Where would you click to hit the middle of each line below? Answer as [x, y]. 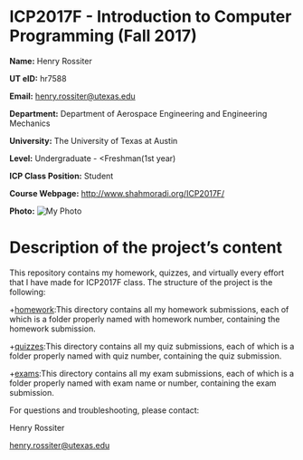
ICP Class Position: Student [62, 176]
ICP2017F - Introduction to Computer [151, 17]
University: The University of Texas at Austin [94, 140]
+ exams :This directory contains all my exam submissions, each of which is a [152, 373]
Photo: [22, 211]
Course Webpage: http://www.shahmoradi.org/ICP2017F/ [117, 193]
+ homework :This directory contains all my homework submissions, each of [149, 309]
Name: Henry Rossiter [51, 61]
